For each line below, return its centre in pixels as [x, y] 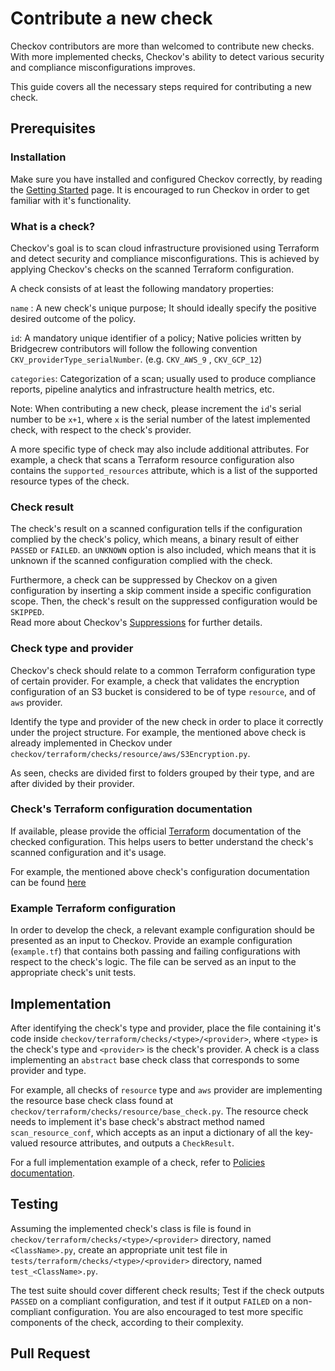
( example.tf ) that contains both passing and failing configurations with [155, 951]
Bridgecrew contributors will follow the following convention [134, 348]
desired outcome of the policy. [73, 318]
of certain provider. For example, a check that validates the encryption [155, 681]
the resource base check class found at [92, 1100]
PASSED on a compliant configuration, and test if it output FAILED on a [150, 1301]
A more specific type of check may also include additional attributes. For [160, 449]
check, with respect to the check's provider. [101, 429]
